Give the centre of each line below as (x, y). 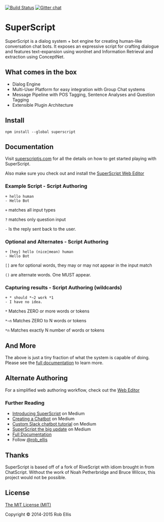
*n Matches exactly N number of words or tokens (55, 330)
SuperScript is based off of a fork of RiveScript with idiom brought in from (80, 467)
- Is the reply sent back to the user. (41, 229)
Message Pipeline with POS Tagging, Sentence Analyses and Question (83, 94)
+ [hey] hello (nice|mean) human (39, 252)
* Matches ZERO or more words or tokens (47, 311)
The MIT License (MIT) (28, 505)
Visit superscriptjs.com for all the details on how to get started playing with (81, 159)
